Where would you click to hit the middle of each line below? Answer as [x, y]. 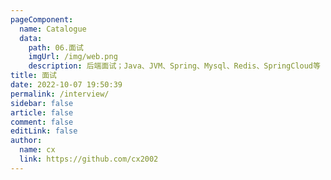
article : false [42, 112]
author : [26, 141]
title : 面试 [33, 76]
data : [31, 38]
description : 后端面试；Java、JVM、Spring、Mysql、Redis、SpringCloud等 [174, 66]
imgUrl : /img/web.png [73, 57]
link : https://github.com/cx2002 [89, 159]
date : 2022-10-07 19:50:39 [66, 85]
